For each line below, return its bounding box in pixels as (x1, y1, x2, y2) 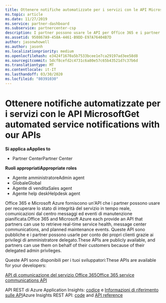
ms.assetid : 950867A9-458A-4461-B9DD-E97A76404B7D (5, 35, 112, 40)
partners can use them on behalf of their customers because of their (5, 242, 145, 248)
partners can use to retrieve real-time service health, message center (5, 221, 147, 227)
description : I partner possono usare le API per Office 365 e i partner (5, 30, 161, 35)
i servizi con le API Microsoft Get (5, 108, 140, 120)
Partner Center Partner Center (12, 155, 73, 161)
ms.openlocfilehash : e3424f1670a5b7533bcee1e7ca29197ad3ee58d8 (5, 53, 138, 59)
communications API (5, 277, 47, 283)
